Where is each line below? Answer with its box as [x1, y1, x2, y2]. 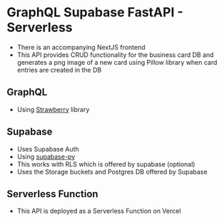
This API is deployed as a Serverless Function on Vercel [16, 207, 181, 216]
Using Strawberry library [16, 105, 90, 114]
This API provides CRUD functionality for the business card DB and [16, 51, 215, 59]
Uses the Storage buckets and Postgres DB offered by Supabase [16, 167, 208, 176]
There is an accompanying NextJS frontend [16, 43, 146, 51]
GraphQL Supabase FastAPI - [6, 4, 183, 21]
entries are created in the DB [16, 65, 102, 74]
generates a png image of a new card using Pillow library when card [16, 58, 218, 66]
